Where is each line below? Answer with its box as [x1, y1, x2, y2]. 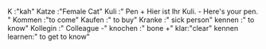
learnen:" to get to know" [7, 32, 91, 41]
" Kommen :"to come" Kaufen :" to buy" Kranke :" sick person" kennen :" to [7, 15, 255, 24]
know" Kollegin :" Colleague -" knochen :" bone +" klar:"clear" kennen [7, 24, 239, 32]
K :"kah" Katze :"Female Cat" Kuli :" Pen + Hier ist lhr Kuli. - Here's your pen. [7, 7, 258, 16]
